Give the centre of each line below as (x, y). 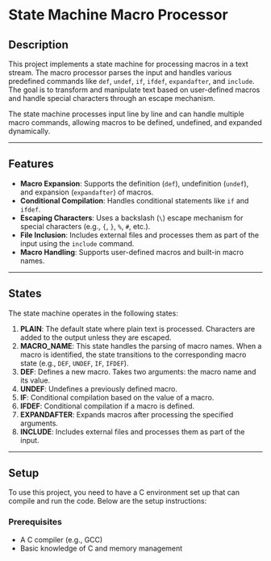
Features (31, 164)
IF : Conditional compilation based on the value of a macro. (117, 397)
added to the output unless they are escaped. (96, 337)
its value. (35, 380)
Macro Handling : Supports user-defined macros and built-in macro (132, 252)
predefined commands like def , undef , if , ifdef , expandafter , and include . (132, 81)
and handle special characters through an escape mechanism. (112, 98)
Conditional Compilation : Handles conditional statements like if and (134, 200)
